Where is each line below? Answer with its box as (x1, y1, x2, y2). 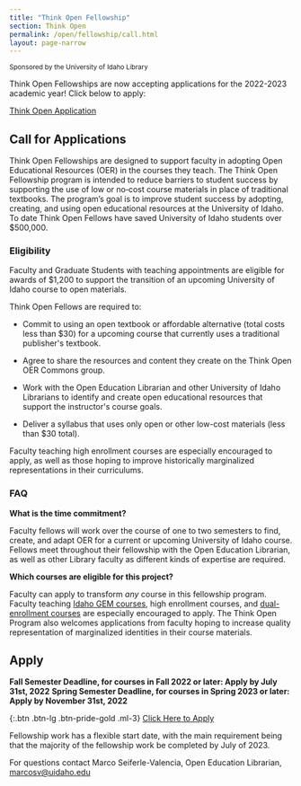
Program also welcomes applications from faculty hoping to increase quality (9, 617, 291, 628)
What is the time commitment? (9, 508, 127, 518)
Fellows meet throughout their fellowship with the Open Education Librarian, (9, 544, 290, 555)
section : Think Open (9, 22, 87, 31)
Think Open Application (9, 105, 97, 117)
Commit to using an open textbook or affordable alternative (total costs (22, 319, 286, 330)
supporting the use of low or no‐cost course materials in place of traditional (9, 184, 289, 195)
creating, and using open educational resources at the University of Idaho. (9, 203, 285, 214)
